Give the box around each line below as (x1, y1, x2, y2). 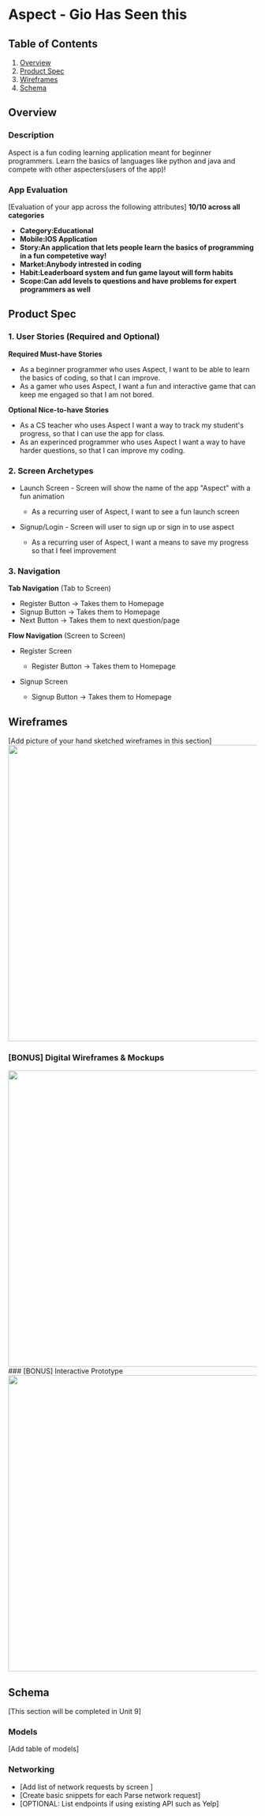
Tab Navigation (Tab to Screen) (8, 583, 112, 593)
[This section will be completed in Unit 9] (8, 1707, 142, 1716)
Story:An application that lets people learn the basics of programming (19, 243, 254, 252)
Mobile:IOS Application (19, 234, 98, 243)
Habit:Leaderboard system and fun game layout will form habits (19, 267, 234, 277)
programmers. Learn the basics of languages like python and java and (8, 156, 236, 165)
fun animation (19, 492, 65, 501)
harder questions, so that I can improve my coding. (19, 445, 185, 455)
